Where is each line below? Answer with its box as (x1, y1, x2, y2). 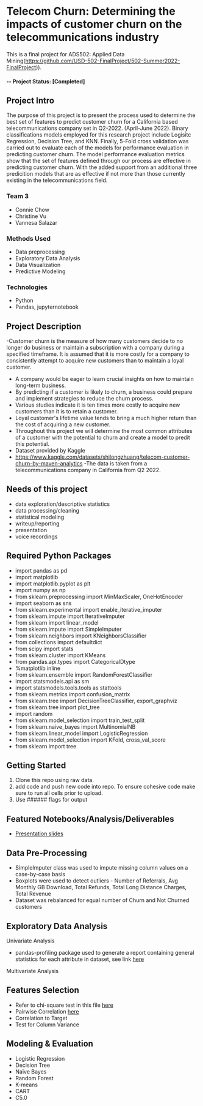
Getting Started (6, 761, 66, 771)
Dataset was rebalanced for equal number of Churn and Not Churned (15, 897, 190, 904)
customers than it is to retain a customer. (15, 408, 118, 415)
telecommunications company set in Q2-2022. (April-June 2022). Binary (6, 124, 188, 132)
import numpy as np (15, 586, 66, 593)
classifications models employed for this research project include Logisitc (6, 131, 191, 138)
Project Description (6, 321, 82, 331)
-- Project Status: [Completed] (6, 78, 85, 85)
